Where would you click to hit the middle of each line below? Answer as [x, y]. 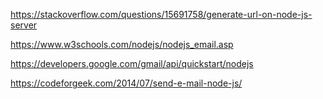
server [24, 25]
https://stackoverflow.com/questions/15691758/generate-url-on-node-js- [161, 14]
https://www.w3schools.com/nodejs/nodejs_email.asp [122, 44]
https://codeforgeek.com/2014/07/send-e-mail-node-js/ [126, 83]
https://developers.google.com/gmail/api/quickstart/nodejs [132, 63]
